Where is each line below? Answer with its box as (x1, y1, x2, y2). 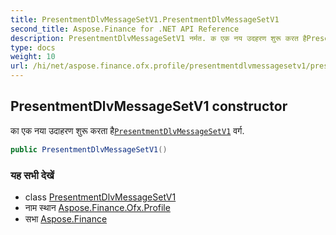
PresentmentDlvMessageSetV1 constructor (10, 98, 288, 115)
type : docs (10, 42, 56, 53)
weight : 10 (10, 52, 56, 62)
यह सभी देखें (10, 168, 55, 182)
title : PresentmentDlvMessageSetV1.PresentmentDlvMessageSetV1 (10, 14, 280, 25)
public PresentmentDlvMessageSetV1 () (10, 144, 168, 155)
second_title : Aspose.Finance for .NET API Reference (10, 24, 240, 34)
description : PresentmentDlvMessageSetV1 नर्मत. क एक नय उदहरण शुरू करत (10, 33, 299, 43)
